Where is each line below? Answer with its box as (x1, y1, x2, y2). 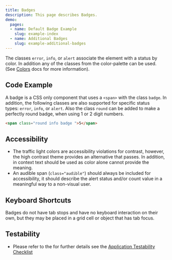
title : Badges (5, 7, 36, 13)
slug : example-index (14, 31, 59, 36)
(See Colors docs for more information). (5, 66, 90, 72)
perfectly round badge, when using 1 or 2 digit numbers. (5, 111, 124, 117)
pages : (10, 22, 24, 27)
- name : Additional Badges (10, 36, 68, 42)
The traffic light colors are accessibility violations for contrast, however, (12, 148, 164, 154)
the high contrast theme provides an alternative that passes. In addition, (12, 154, 165, 160)
